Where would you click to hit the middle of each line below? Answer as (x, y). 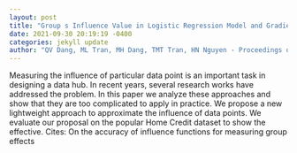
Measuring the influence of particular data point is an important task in (137, 75)
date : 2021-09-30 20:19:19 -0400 (71, 34)
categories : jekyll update (59, 42)
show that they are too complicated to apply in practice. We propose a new (146, 103)
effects (22, 142)
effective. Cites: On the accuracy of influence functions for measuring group (148, 132)
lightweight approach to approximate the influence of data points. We (135, 113)
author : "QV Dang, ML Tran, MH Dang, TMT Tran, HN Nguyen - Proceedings (146, 50)
